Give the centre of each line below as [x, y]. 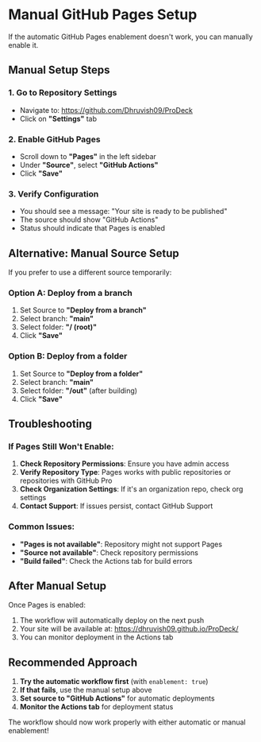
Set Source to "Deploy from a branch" [83, 310]
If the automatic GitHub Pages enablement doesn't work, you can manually [130, 37]
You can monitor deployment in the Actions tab [96, 637]
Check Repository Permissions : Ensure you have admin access [125, 464]
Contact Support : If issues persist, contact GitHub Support [116, 506]
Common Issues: [42, 526]
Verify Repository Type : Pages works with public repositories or [125, 472]
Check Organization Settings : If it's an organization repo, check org [131, 489]
